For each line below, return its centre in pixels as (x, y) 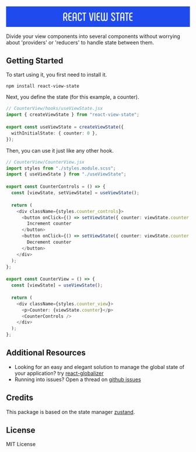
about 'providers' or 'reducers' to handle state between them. (80, 42)
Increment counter (49, 224)
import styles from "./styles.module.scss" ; (61, 168)
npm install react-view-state (43, 86)
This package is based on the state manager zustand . (71, 412)
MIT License (21, 444)
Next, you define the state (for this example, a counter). (73, 97)
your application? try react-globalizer (59, 373)
